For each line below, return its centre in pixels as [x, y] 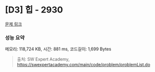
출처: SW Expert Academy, [43, 59]
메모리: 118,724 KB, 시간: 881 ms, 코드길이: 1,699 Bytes [58, 49]
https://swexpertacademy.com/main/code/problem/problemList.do [84, 65]
